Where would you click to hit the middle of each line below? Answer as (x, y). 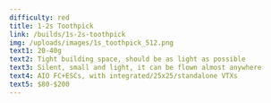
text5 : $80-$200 (39, 84)
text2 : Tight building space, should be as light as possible (127, 59)
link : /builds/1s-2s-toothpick (68, 34)
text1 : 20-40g (36, 51)
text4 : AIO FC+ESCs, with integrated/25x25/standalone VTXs (124, 76)
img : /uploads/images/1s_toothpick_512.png (92, 43)
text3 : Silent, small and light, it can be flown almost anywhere (135, 68)
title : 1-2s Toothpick (51, 26)
